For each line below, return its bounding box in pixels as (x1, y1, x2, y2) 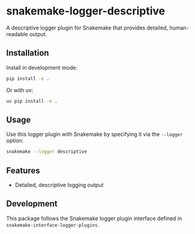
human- (169, 24, 189, 31)
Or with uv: (6, 86, 34, 94)
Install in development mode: (6, 64, 78, 71)
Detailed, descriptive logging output (14, 182, 104, 188)
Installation (6, 48, 49, 58)
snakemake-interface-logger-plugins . (6, 221, 100, 228)
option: (6, 137, 24, 144)
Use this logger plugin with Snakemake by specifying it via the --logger (6, 131, 183, 138)
